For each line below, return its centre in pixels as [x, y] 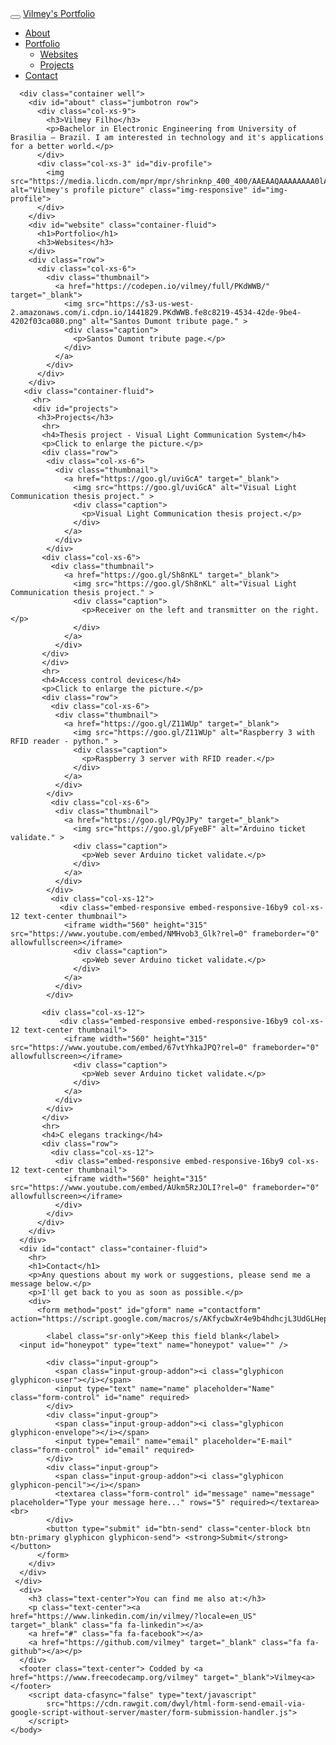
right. [306, 610]
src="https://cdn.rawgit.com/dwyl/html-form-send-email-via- [176, 1704]
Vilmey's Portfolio [59, 13]
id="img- [269, 190]
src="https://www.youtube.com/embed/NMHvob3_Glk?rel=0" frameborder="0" [165, 934]
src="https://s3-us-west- [140, 304]
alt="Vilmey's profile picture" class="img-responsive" [129, 190]
